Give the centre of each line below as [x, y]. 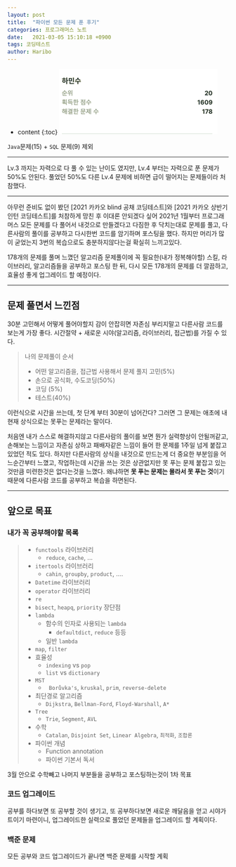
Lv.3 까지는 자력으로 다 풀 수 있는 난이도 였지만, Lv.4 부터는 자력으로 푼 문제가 [113, 168]
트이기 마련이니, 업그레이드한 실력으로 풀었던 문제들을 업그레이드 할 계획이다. [112, 819]
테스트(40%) [53, 398]
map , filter [51, 648]
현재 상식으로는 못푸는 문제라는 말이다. [60, 421]
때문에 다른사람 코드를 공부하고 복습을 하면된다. [72, 480]
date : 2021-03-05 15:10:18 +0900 [59, 37]
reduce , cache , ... [69, 557]
